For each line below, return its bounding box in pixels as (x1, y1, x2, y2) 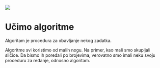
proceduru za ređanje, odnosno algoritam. (5, 57, 90, 63)
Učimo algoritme (5, 22, 75, 33)
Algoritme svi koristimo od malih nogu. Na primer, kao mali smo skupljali (5, 47, 151, 53)
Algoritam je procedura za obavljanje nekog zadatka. (5, 37, 112, 44)
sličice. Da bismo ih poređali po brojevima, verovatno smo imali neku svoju (5, 52, 156, 58)
